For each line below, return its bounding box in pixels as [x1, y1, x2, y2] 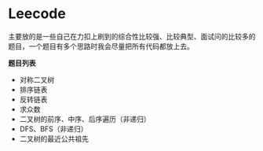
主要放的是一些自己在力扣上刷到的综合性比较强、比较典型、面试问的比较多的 [8, 31, 256, 41]
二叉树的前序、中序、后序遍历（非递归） [19, 114, 151, 123]
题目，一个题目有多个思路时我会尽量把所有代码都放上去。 [8, 41, 194, 51]
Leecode [8, 5, 67, 23]
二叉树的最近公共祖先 [19, 134, 89, 143]
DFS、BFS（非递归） [19, 123, 88, 134]
